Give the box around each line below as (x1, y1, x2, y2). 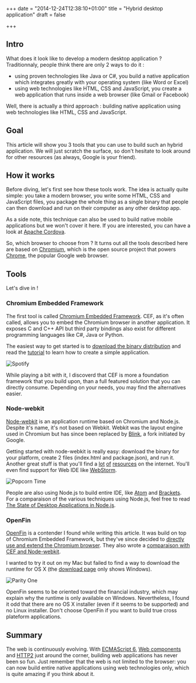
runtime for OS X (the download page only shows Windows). (6, 565, 152, 572)
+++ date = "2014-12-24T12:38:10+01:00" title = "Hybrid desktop (6, 5, 163, 12)
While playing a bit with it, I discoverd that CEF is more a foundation (6, 371, 169, 378)
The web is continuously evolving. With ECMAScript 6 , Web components (6, 646, 181, 653)
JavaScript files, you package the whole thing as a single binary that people (6, 198, 189, 205)
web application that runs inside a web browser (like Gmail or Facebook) (14, 91, 189, 98)
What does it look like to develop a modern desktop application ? (6, 55, 162, 62)
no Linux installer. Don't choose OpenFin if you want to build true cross (6, 607, 177, 614)
